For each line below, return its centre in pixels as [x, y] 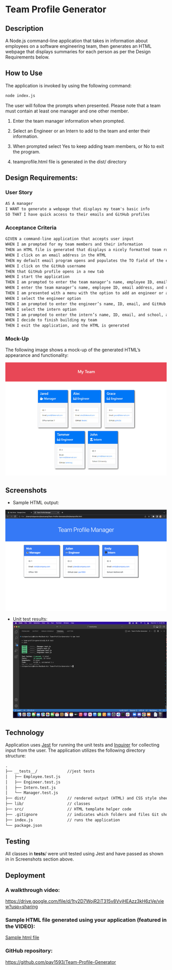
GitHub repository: [29, 951]
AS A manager [19, 204]
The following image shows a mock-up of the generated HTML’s [73, 350]
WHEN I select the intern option [41, 309]
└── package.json [24, 825]
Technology [25, 733]
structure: [16, 756]
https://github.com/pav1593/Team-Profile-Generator [61, 962]
